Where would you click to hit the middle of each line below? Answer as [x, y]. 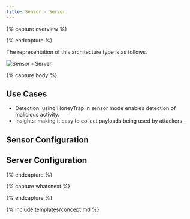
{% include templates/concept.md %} [53, 209]
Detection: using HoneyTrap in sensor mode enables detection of [95, 108]
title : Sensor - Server [36, 12]
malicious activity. [37, 115]
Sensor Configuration [47, 140]
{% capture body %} [32, 75]
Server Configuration [47, 160]
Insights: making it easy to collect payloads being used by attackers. [99, 121]
